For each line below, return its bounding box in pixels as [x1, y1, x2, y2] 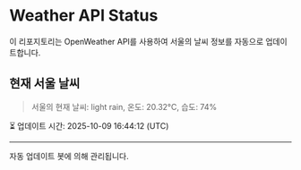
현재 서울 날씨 [9, 76, 81, 91]
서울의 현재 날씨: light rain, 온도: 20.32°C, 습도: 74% [30, 101, 218, 112]
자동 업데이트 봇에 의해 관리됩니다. [9, 150, 129, 161]
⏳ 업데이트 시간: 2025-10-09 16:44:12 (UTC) [9, 120, 169, 131]
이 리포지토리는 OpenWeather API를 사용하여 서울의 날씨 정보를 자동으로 [9, 36, 264, 47]
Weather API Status [9, 5, 159, 26]
